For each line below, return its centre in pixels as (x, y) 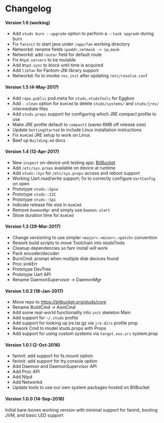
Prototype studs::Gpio (35, 189)
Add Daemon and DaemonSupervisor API (55, 367)
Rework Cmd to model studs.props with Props (59, 328)
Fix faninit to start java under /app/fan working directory (71, 44)
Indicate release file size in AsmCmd (47, 205)
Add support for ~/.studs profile (45, 318)
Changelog (28, 9)
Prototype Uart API (31, 274)
